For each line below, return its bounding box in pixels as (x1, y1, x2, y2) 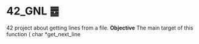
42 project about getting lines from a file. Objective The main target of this (6, 24, 194, 31)
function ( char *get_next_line (6, 30, 81, 37)
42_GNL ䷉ (6, 4, 60, 18)
